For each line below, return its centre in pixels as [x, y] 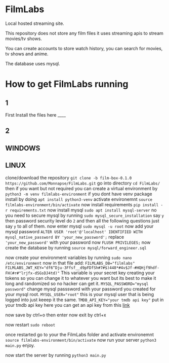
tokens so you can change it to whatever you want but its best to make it [81, 278]
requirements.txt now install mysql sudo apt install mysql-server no [83, 210]
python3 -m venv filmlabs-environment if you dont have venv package [79, 194]
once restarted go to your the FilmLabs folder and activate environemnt [80, 334]
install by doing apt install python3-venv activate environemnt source [79, 199]
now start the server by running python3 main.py [56, 355]
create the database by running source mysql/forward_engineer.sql [76, 247]
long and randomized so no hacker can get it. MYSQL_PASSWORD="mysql [77, 283]
